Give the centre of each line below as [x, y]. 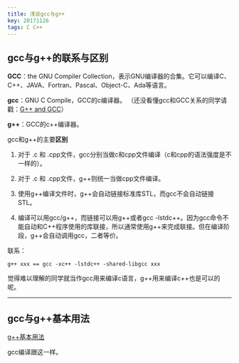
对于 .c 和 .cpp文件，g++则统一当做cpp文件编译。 [91, 179]
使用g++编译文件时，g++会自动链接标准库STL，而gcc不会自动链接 [116, 194]
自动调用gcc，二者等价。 [85, 236]
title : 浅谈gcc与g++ [36, 14]
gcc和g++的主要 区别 [38, 140]
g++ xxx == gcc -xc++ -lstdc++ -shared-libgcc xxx [84, 264]
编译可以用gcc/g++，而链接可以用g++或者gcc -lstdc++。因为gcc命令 [120, 218]
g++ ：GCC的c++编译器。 [45, 125]
